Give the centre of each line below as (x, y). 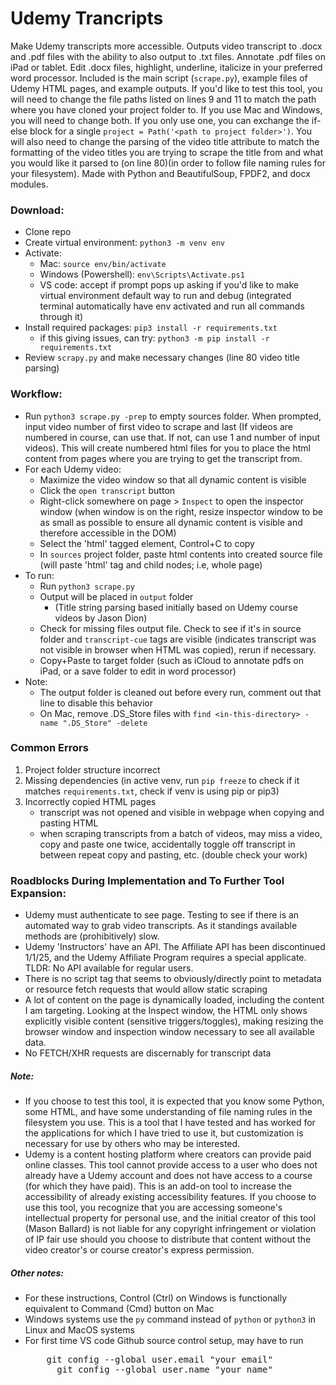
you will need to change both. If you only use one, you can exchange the (160, 120)
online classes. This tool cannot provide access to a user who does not (171, 1165)
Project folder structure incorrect (92, 769)
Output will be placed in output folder (116, 596)
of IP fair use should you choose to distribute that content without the (168, 1239)
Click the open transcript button (107, 490)
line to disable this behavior (96, 703)
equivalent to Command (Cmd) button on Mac (119, 1309)
